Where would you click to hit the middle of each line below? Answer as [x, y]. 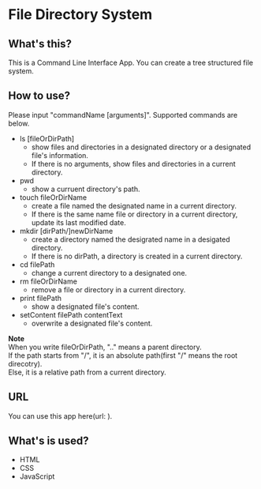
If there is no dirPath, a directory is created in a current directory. [137, 256]
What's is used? [48, 441]
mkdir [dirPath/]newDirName [66, 231]
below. [19, 123]
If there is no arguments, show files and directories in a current [134, 164]
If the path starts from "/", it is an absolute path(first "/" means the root [123, 355]
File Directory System [80, 15]
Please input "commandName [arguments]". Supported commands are [123, 115]
